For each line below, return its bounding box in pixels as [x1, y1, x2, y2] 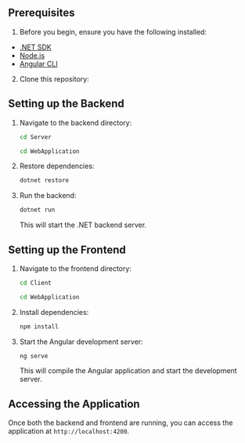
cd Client [19, 279, 52, 287]
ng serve [19, 352, 49, 360]
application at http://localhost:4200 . [8, 427, 130, 436]
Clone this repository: [19, 74, 89, 83]
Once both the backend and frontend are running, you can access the [8, 418, 233, 427]
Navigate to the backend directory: [19, 118, 132, 127]
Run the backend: [19, 191, 77, 200]
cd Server [19, 133, 52, 141]
